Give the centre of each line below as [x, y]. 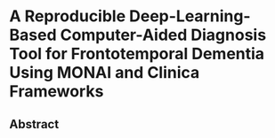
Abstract [34, 124]
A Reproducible [68, 16]
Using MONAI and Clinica [105, 73]
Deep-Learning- [190, 16]
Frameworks [57, 92]
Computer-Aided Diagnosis [163, 35]
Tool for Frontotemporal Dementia [137, 54]
